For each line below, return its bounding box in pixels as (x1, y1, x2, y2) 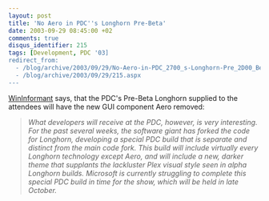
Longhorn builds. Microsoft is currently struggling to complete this (27, 168, 247, 178)
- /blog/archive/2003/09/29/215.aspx (15, 71, 142, 79)
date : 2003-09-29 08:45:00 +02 (8, 26, 113, 34)
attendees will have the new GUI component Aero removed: (8, 102, 205, 111)
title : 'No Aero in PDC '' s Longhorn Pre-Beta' (8, 19, 167, 27)
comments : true (8, 34, 59, 42)
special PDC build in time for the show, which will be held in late (27, 177, 239, 187)
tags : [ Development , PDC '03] (8, 49, 110, 57)
